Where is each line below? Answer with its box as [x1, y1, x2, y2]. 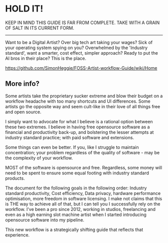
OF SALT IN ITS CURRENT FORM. [5, 25, 74, 31]
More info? [5, 80, 40, 88]
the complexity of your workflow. [5, 155, 73, 161]
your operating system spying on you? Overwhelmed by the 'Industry [5, 45, 148, 51]
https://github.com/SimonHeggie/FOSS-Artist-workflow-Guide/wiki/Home [5, 65, 157, 71]
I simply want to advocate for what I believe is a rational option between [5, 118, 153, 124]
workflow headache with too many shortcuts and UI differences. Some [5, 98, 151, 104]
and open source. [5, 109, 41, 115]
